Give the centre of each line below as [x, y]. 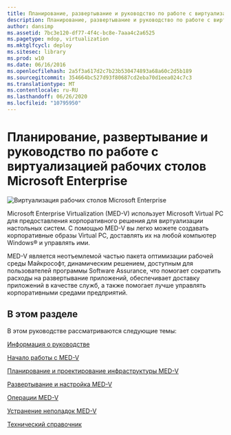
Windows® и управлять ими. [49, 242]
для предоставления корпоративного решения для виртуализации [106, 220]
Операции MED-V [33, 397]
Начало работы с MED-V [43, 357]
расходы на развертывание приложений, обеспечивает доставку [103, 278]
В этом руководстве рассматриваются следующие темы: [92, 330]
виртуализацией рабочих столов [107, 167]
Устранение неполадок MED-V [52, 411]
